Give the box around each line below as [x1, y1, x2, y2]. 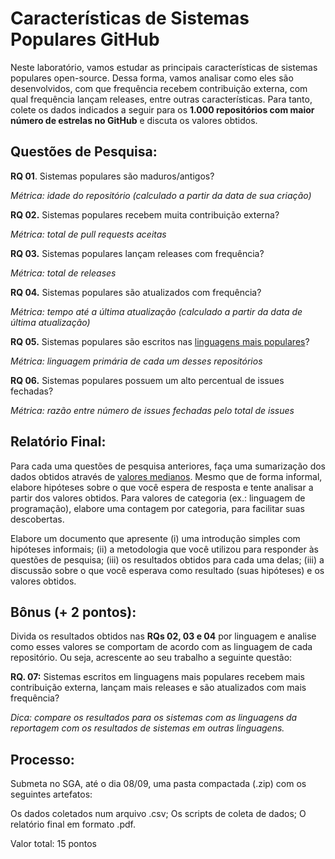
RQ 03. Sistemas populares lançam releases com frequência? [10, 247, 265, 259]
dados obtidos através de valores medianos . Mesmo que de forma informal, [10, 470, 323, 482]
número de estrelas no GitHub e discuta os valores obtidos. [10, 114, 258, 126]
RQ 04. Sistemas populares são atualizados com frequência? [10, 286, 262, 298]
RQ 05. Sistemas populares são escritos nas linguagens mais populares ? [10, 335, 310, 347]
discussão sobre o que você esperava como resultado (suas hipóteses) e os [10, 564, 325, 576]
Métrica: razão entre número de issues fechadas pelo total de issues [10, 404, 295, 416]
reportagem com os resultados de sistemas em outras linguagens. [10, 722, 285, 734]
